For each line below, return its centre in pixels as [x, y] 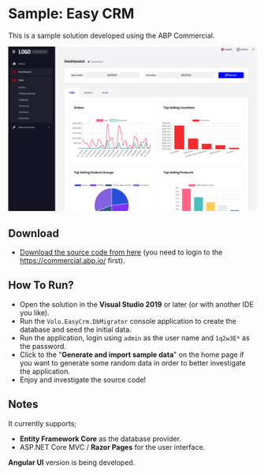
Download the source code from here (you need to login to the [121, 252]
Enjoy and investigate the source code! [83, 380]
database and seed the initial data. [75, 329]
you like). [34, 313]
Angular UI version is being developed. [72, 462]
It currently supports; [43, 423]
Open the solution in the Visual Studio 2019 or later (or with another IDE [136, 304]
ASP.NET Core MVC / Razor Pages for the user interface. [112, 447]
